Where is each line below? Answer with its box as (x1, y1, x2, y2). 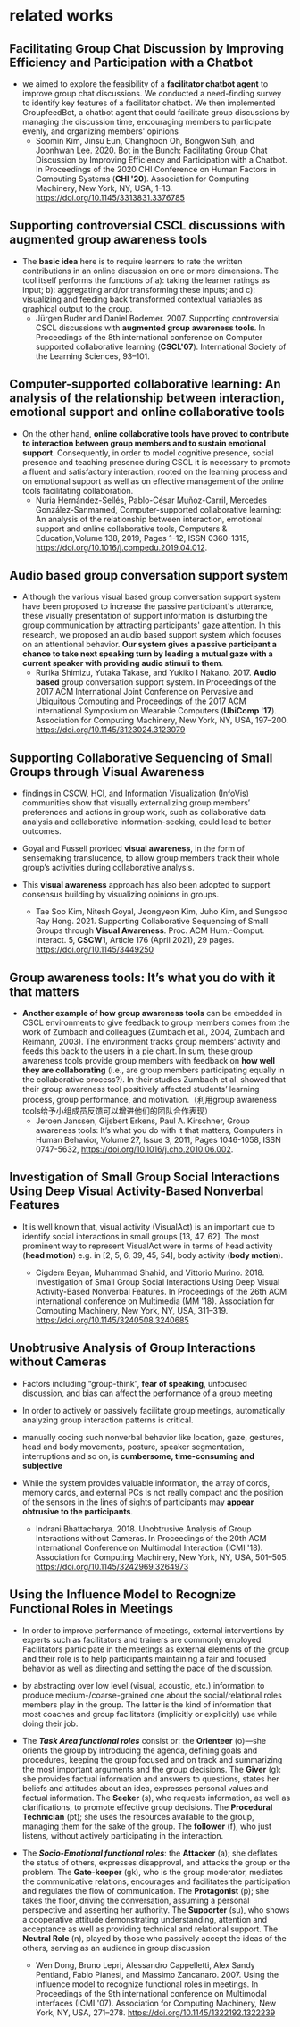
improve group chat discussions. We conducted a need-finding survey (21, 88, 282, 98)
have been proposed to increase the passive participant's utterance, (21, 601, 274, 612)
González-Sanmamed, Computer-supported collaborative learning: (35, 504, 282, 514)
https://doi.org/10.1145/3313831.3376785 (35, 193, 186, 203)
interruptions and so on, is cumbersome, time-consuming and (21, 1450, 254, 1461)
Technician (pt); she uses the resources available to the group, (21, 1811, 254, 1822)
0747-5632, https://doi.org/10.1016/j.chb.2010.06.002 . (35, 1144, 234, 1155)
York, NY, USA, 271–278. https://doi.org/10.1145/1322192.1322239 (35, 2006, 276, 2018)
